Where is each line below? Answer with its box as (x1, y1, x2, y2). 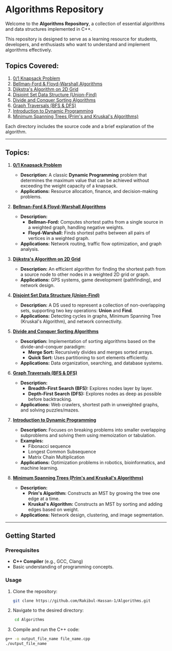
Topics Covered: (5, 61, 59, 70)
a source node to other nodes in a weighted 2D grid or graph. (20, 271, 150, 277)
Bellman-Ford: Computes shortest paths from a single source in (28, 219, 164, 225)
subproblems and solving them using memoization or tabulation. (20, 432, 156, 438)
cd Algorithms (14, 617, 45, 622)
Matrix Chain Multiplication (28, 454, 85, 460)
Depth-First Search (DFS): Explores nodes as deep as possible (28, 390, 162, 397)
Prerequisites (5, 547, 39, 554)
